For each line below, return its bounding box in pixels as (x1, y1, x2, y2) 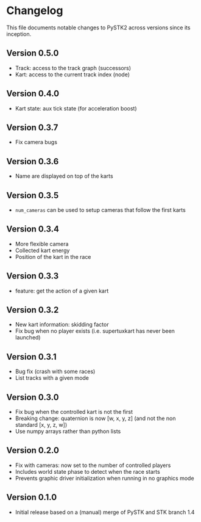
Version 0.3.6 (6, 156, 59, 167)
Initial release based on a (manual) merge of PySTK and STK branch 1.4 (15, 508, 195, 516)
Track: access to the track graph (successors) (15, 64, 132, 71)
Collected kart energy (15, 247, 70, 254)
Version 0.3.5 (6, 190, 59, 200)
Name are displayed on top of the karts (15, 172, 114, 180)
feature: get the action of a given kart (15, 287, 109, 294)
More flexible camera (15, 240, 69, 247)
